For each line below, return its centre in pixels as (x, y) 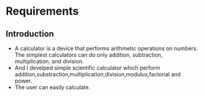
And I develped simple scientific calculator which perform (87, 68)
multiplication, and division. (49, 61)
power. (23, 81)
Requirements (42, 11)
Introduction (30, 34)
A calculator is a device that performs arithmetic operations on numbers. (106, 48)
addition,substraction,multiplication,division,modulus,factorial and (98, 74)
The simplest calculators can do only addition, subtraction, (89, 55)
